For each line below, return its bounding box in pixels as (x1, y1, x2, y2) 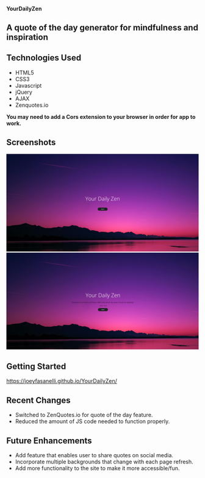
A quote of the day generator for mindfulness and (6, 22, 198, 33)
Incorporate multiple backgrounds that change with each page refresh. (15, 458, 193, 465)
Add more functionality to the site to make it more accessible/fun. (15, 464, 180, 472)
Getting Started (6, 361, 67, 371)
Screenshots (6, 137, 56, 148)
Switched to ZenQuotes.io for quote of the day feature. (15, 412, 153, 419)
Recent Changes (6, 395, 71, 405)
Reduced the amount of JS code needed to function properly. (15, 418, 170, 425)
